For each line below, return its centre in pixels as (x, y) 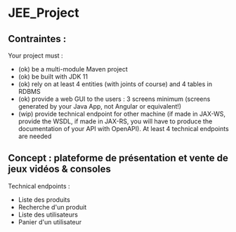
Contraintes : (37, 39)
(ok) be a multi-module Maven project (73, 69)
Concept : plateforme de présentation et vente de (118, 158)
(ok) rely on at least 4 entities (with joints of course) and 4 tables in (115, 84)
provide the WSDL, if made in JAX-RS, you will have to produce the (115, 121)
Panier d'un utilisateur (50, 221)
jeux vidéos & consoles (60, 169)
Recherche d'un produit (52, 207)
